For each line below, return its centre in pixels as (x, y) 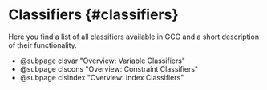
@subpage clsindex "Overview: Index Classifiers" (102, 77)
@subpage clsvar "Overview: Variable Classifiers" (103, 61)
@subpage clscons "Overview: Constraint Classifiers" (109, 68)
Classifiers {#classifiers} (93, 15)
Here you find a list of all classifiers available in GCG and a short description (133, 37)
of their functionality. (43, 45)
